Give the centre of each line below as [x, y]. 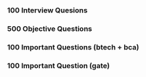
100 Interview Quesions [47, 10]
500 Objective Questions [50, 28]
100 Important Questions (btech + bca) [73, 47]
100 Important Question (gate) [59, 65]
